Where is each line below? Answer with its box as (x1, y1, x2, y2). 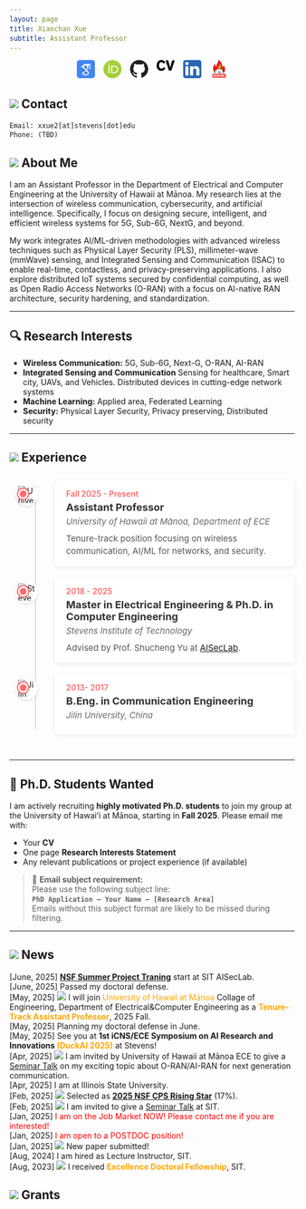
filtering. (31, 912, 63, 924)
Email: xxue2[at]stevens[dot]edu (9, 121, 136, 131)
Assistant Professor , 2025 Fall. (33, 1011, 151, 1021)
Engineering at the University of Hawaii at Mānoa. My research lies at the (9, 189, 282, 199)
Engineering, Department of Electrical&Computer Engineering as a (9, 1001, 256, 1012)
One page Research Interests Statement (22, 846, 177, 857)
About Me (21, 155, 79, 170)
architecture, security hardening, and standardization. (9, 293, 210, 304)
